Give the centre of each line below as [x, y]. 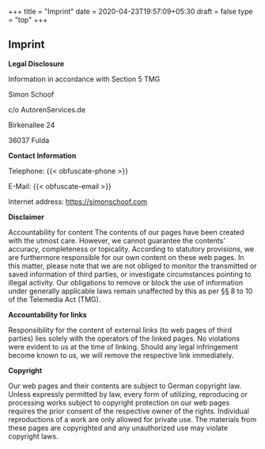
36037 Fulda [29, 140]
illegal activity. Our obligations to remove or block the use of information [126, 282]
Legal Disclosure [36, 63]
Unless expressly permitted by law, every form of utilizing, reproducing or [128, 394]
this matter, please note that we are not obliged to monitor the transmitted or [132, 266]
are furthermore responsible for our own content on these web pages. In [126, 257]
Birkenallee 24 [32, 125]
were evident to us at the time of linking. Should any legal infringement [123, 346]
